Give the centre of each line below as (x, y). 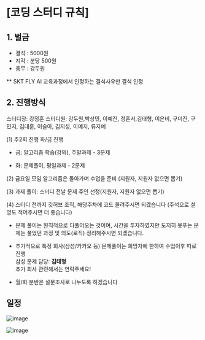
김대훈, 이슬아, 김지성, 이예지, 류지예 (63, 126)
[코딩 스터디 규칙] (48, 13)
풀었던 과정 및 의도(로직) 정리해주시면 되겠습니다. (85, 233)
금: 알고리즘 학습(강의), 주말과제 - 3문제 (63, 152)
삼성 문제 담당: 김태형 (41, 261)
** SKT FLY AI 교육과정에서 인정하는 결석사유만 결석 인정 (75, 81)
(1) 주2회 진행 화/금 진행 (35, 139)
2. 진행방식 (26, 103)
